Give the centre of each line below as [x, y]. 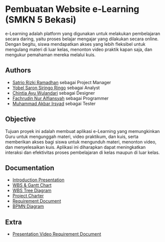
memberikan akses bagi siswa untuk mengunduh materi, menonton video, [81, 142]
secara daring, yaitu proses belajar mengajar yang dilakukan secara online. [82, 39]
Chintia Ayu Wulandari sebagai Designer [54, 93]
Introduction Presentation [38, 180]
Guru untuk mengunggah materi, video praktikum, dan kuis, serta [72, 136]
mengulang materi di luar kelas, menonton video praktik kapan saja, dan [79, 49]
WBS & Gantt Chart [32, 185]
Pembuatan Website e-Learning [72, 9]
